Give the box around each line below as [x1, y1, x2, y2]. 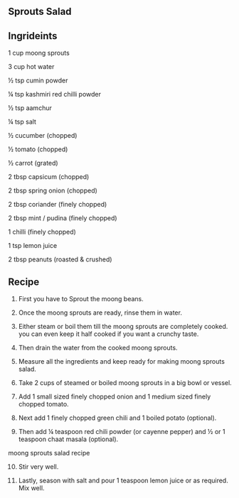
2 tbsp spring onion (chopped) [8, 186, 98, 195]
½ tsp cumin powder [8, 76, 68, 85]
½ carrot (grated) [8, 159, 59, 168]
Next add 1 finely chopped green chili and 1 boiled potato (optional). [18, 413, 217, 422]
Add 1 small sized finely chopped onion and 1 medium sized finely [18, 392, 211, 401]
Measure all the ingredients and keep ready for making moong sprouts [18, 357, 225, 366]
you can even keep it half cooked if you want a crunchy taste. [18, 330, 199, 338]
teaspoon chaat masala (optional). [18, 435, 119, 443]
